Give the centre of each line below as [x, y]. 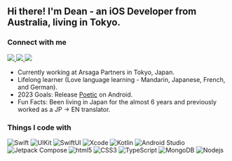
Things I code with [39, 127]
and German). [37, 87]
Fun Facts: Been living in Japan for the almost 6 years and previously [117, 101]
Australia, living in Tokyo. [64, 23]
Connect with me [37, 43]
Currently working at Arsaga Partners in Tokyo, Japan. [96, 72]
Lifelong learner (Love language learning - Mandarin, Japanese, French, [121, 79]
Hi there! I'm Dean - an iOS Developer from [102, 12]
